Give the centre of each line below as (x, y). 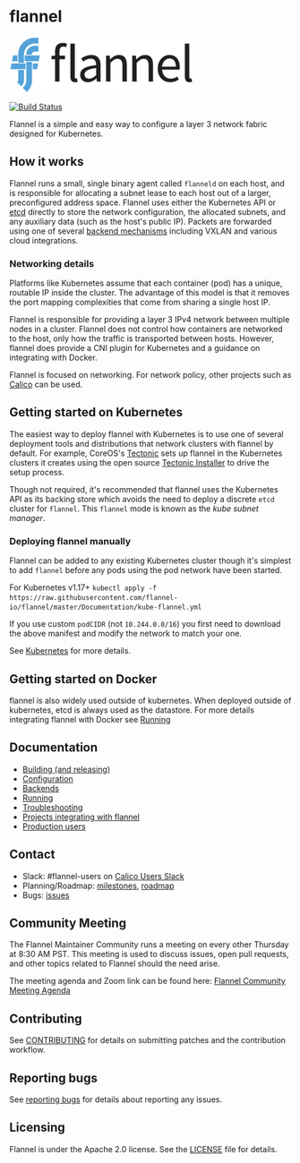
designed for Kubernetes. (56, 133)
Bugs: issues (46, 895)
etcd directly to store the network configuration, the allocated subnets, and (148, 211)
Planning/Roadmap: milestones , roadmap (98, 885)
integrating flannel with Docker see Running (90, 719)
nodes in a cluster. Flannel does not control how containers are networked (146, 329)
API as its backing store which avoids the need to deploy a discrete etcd (142, 499)
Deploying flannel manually (70, 541)
